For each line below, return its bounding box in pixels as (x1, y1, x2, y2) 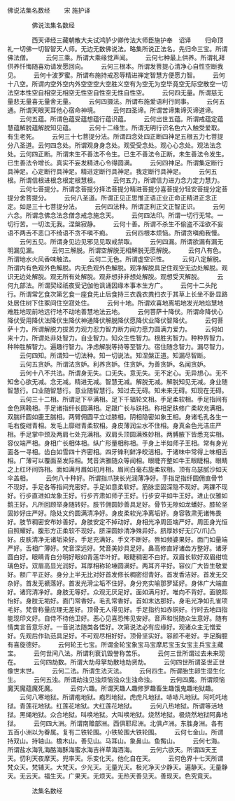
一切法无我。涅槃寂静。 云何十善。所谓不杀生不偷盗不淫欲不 (31, 220, 218, 228)
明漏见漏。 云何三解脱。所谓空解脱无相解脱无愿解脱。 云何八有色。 (7, 246, 225, 254)
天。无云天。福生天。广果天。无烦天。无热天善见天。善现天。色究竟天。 (7, 772, 215, 780)
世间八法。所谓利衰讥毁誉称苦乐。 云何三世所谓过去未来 (45, 649, 219, 657)
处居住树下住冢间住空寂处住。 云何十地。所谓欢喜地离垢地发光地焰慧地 (7, 299, 224, 307)
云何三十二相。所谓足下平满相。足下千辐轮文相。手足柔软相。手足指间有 (19, 395, 228, 403)
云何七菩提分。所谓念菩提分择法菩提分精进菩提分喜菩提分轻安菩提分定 (19, 185, 222, 193)
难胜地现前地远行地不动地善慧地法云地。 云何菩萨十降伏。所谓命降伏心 (7, 308, 224, 315)
